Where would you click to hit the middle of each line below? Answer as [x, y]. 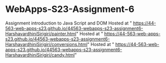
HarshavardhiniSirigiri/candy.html [40, 55]
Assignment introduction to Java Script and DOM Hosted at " [69, 23]
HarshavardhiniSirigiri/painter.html [41, 33]
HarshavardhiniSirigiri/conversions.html [46, 44]
